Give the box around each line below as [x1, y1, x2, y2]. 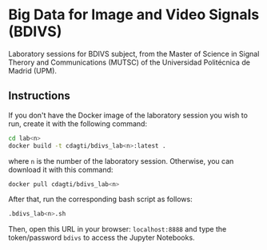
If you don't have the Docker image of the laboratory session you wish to [8, 110, 248, 120]
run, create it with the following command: [8, 118, 148, 129]
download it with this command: [8, 165, 114, 174]
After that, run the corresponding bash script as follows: [8, 194, 193, 204]
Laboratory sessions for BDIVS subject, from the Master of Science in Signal [8, 49, 260, 58]
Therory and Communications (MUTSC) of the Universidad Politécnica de [8, 58, 250, 67]
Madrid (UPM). [8, 65, 58, 75]
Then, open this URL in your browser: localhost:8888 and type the [8, 224, 227, 234]
